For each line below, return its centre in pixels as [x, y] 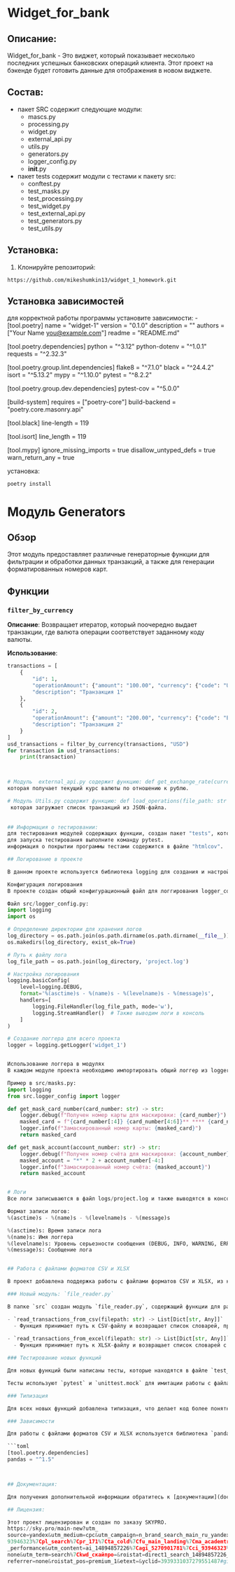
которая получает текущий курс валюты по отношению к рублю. [98, 789]
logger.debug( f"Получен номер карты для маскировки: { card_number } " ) [123, 1115]
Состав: [26, 92]
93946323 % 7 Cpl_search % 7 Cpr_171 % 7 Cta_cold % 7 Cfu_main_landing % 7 [100, 1542]
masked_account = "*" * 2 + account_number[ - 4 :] [92, 1160]
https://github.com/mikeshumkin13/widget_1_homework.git [92, 280]
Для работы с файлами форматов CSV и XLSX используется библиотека [108, 1434]
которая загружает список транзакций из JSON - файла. [89, 807]
